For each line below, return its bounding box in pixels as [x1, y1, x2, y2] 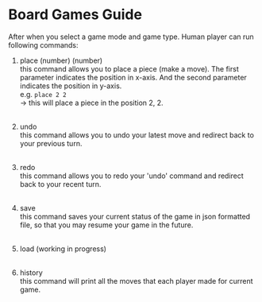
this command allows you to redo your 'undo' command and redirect [19, 171, 244, 180]
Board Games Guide [8, 6, 143, 24]
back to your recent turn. [19, 179, 102, 188]
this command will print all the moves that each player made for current [19, 276, 253, 285]
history [19, 268, 44, 277]
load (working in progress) [19, 244, 107, 254]
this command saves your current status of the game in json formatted [19, 211, 251, 221]
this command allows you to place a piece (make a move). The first [19, 64, 240, 73]
